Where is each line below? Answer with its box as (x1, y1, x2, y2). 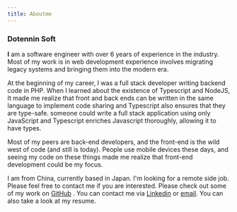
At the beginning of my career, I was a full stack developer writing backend (7, 79, 226, 87)
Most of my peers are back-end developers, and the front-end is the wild (7, 138, 220, 146)
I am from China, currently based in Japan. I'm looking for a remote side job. (7, 174, 230, 182)
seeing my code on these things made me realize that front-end (7, 152, 193, 161)
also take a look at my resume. (7, 196, 97, 205)
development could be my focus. (7, 160, 103, 169)
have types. (7, 123, 42, 132)
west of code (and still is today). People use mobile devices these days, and (7, 145, 229, 153)
